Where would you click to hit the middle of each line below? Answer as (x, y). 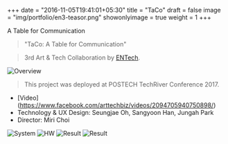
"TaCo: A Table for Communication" (75, 44)
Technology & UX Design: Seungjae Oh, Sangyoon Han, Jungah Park (115, 112)
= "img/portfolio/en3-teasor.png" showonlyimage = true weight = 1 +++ (109, 17)
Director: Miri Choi (43, 120)
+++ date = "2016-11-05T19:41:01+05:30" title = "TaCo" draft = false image (114, 10)
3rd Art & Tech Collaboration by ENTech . (82, 57)
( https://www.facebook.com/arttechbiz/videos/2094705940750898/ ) (116, 105)
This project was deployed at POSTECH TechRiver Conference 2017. (122, 84)
